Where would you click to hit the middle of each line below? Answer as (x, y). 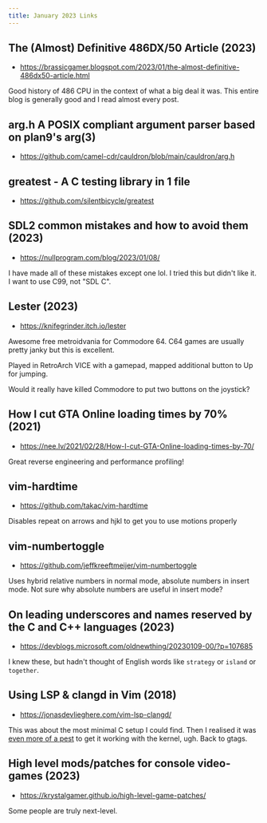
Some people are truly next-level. (63, 810)
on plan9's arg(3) (52, 137)
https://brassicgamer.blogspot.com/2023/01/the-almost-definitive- (130, 67)
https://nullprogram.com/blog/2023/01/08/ (90, 257)
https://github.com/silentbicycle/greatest (87, 201)
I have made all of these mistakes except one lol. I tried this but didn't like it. (132, 273)
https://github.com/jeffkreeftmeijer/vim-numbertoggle (108, 566)
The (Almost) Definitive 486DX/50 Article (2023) (132, 48)
